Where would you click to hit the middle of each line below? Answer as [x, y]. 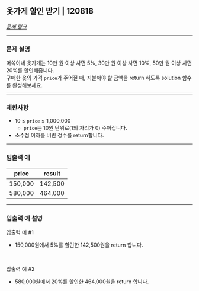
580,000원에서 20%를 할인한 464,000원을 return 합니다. [82, 282]
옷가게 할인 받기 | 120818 [50, 11]
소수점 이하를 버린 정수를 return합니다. [59, 135]
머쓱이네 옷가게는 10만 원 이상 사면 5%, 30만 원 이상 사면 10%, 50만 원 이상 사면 [99, 63]
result [52, 173]
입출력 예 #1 [20, 232]
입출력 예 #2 [20, 269]
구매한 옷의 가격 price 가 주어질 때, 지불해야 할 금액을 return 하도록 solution [94, 78]
